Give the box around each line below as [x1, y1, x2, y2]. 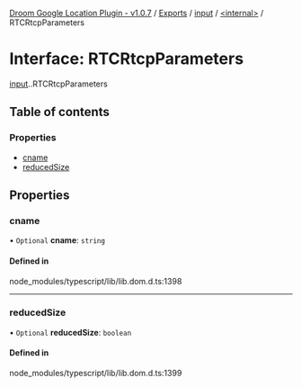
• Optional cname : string [9, 235, 106, 246]
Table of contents [9, 104, 110, 120]
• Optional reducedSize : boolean [9, 327, 132, 337]
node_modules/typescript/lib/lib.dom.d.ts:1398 [9, 275, 182, 286]
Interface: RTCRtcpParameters [9, 49, 244, 69]
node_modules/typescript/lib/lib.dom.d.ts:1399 [9, 368, 182, 379]
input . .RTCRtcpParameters [9, 78, 108, 89]
